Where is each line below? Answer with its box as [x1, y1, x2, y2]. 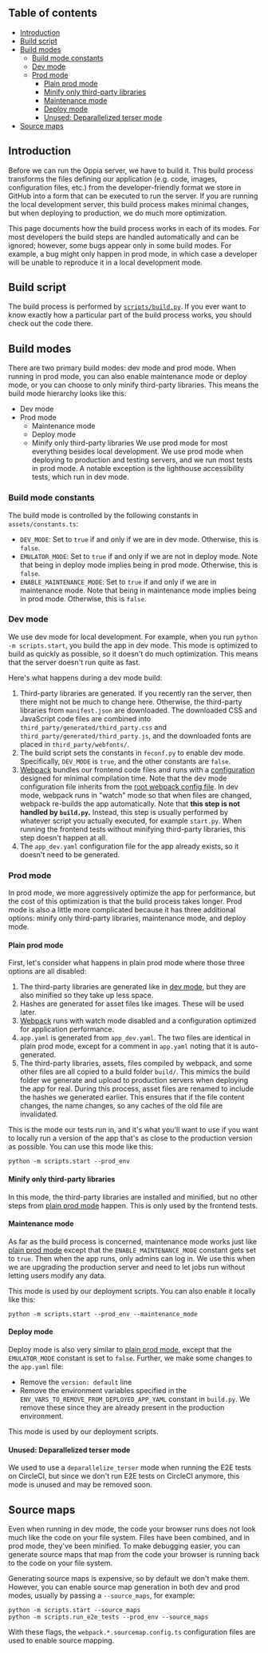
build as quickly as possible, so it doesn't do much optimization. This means [8, 649, 258, 658]
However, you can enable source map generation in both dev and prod [8, 1582, 241, 1591]
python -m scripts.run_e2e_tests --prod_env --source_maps [8, 1613, 209, 1621]
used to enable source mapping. [8, 1635, 115, 1645]
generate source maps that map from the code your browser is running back [8, 1549, 260, 1559]
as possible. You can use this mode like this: [8, 1142, 154, 1152]
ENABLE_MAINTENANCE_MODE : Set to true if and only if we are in [19, 577, 217, 586]
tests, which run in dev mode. [31, 472, 129, 482]
